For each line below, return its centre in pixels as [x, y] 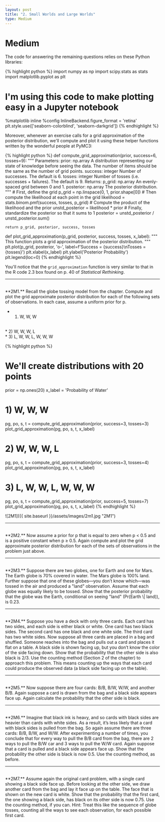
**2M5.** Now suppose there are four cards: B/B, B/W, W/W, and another [80, 688]
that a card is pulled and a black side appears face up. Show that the [74, 749]
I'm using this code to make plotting [80, 97]
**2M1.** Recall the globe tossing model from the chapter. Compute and [79, 291]
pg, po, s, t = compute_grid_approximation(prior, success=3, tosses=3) [77, 424]
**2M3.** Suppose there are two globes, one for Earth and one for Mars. [79, 570]
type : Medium [18, 19]
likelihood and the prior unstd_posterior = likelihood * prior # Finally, [74, 208]
